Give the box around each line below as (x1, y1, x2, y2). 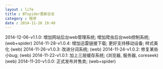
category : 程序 (5, 16, 37, 21)
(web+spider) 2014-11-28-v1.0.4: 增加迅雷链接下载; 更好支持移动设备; (5, 41, 144, 46)
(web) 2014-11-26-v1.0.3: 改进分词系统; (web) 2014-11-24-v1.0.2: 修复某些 (10, 46, 159, 52)
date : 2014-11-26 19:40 (5, 20, 56, 26)
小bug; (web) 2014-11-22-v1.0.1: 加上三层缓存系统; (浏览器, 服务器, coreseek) (5, 53, 159, 58)
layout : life (5, 7, 34, 12)
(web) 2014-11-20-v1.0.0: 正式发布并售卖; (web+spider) (5, 58, 116, 64)
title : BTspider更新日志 (5, 12, 55, 16)
